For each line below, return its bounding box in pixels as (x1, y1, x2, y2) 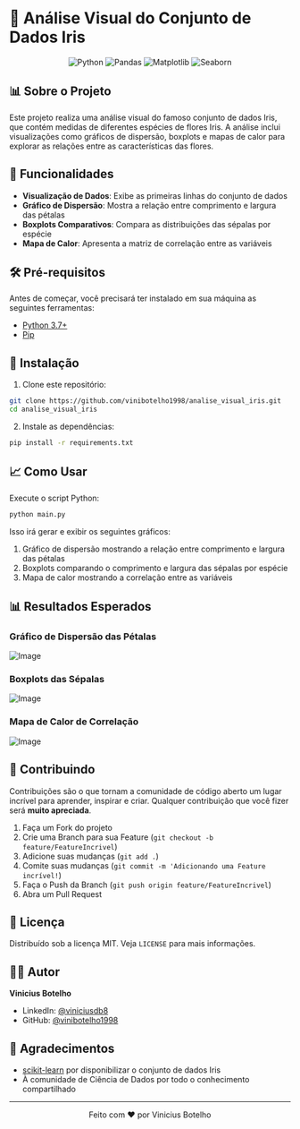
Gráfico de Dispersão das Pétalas (9, 630, 157, 643)
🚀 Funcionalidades (9, 167, 114, 182)
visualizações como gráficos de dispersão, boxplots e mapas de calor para (9, 131, 286, 141)
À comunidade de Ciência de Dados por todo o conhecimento (21, 1074, 250, 1085)
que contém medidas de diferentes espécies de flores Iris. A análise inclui (9, 121, 281, 133)
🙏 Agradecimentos (9, 1040, 115, 1056)
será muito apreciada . (9, 805, 92, 816)
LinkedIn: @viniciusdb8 (21, 1005, 109, 1016)
